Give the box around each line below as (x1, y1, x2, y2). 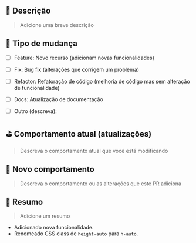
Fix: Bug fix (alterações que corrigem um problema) (13, 66, 139, 73)
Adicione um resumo (19, 212, 70, 219)
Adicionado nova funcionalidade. (13, 224, 94, 231)
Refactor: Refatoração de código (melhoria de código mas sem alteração (13, 78, 190, 85)
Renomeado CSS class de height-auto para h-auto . (13, 230, 138, 237)
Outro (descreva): (13, 107, 57, 115)
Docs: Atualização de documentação (13, 95, 103, 103)
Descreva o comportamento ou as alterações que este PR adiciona (19, 180, 181, 187)
